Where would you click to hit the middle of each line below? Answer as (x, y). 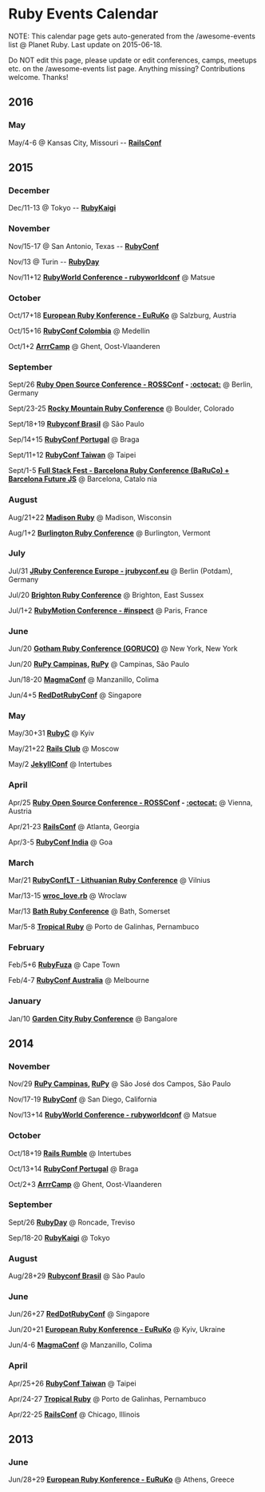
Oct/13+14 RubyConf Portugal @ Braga (73, 1169)
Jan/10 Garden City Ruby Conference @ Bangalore (93, 1018)
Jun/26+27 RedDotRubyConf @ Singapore (79, 1314)
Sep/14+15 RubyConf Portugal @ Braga (74, 439)
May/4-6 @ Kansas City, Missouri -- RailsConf (85, 142)
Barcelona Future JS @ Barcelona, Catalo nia (83, 479)
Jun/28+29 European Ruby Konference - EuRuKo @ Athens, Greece (121, 1480)
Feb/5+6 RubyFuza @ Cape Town (64, 965)
